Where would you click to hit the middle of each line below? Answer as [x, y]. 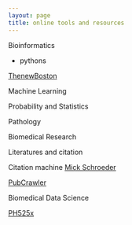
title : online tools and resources [66, 23]
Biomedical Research [42, 136]
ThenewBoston [33, 76]
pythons [33, 61]
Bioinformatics [31, 45]
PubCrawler [27, 183]
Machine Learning [37, 90]
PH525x [21, 212]
